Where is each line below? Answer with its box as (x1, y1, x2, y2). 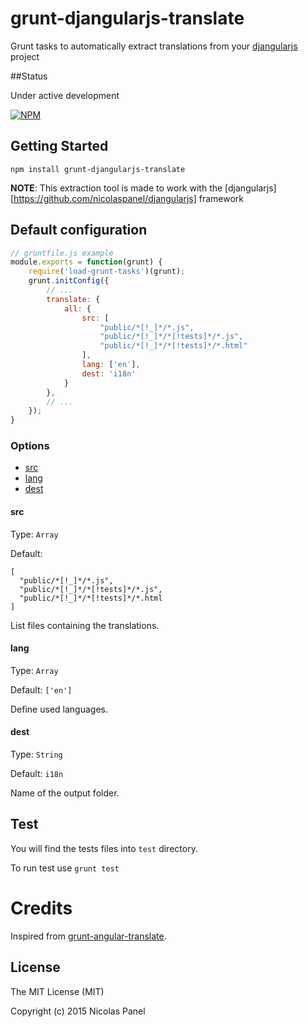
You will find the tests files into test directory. (10, 842, 198, 854)
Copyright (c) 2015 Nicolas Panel (10, 1005, 146, 1017)
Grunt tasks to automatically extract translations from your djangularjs (10, 40, 298, 52)
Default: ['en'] (10, 683, 73, 696)
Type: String (10, 748, 63, 761)
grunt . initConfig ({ (28, 276, 110, 286)
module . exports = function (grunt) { (10, 257, 163, 267)
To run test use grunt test (10, 862, 120, 874)
